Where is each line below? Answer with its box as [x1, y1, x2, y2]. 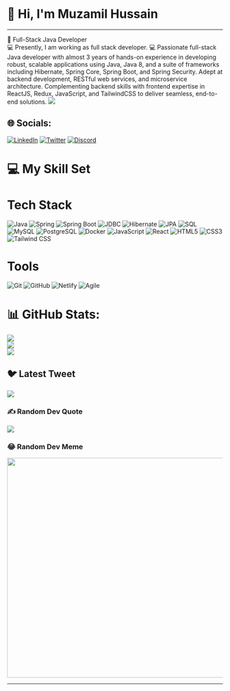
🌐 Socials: [7, 117, 52, 129]
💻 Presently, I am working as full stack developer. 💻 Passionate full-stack [7, 43, 217, 51]
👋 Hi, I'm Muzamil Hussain [7, 6, 159, 22]
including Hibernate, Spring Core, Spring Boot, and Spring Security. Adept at [7, 67, 223, 76]
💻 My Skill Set [7, 161, 91, 177]
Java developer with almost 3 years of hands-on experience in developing [7, 53, 217, 61]
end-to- [195, 89, 218, 98]
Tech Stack [7, 197, 73, 213]
